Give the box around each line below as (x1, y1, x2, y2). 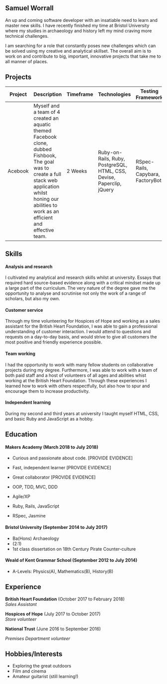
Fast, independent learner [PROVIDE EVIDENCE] (12, 465, 111, 471)
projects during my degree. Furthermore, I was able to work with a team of (5, 367, 158, 373)
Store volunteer (5, 616, 37, 622)
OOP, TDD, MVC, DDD (12, 484, 58, 490)
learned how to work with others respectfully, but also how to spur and (5, 383, 150, 389)
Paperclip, (97, 180, 122, 187)
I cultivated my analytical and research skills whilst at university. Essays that (5, 274, 161, 280)
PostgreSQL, (97, 161, 128, 168)
